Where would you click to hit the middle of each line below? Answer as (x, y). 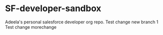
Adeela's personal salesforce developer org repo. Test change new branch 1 (82, 22)
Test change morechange (31, 27)
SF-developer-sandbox (53, 9)
